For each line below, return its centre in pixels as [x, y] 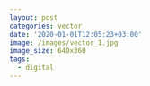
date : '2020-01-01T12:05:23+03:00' [76, 34]
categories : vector [46, 26]
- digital [35, 68]
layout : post [34, 17]
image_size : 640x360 [48, 51]
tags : [19, 59]
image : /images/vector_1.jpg [64, 43]
